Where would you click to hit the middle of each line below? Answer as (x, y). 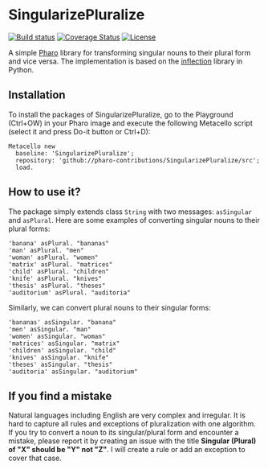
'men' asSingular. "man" (50, 329)
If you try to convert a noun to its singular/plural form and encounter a (124, 433)
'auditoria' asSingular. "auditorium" (73, 372)
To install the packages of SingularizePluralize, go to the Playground (121, 114)
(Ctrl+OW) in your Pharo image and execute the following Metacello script (130, 123)
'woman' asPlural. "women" (53, 257)
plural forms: (29, 228)
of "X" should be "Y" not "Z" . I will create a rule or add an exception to (127, 450)
